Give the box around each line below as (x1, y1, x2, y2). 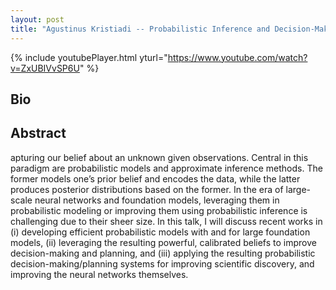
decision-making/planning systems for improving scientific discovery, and (10, 257, 315, 270)
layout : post (10, 14, 65, 25)
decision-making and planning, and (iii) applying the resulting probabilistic (10, 247, 316, 259)
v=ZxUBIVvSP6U (10, 62, 80, 74)
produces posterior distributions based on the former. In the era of (10, 183, 284, 195)
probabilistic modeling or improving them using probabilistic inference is (10, 204, 308, 216)
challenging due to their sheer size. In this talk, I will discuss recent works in (10, 215, 323, 227)
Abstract (10, 125, 67, 142)
